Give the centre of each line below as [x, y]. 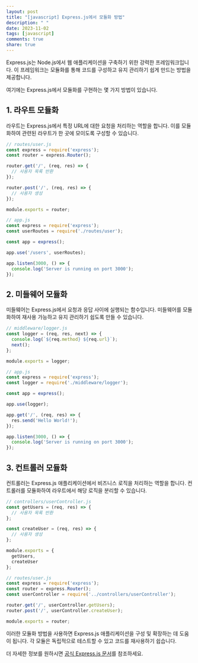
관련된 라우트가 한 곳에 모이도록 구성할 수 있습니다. [80, 133]
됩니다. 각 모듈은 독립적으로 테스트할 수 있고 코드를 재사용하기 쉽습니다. [94, 640]
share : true [21, 45]
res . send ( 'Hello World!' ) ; [45, 420]
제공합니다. [19, 77]
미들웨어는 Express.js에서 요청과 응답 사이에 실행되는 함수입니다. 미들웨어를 [94, 310]
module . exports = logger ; [38, 361]
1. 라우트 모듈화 [33, 110]
